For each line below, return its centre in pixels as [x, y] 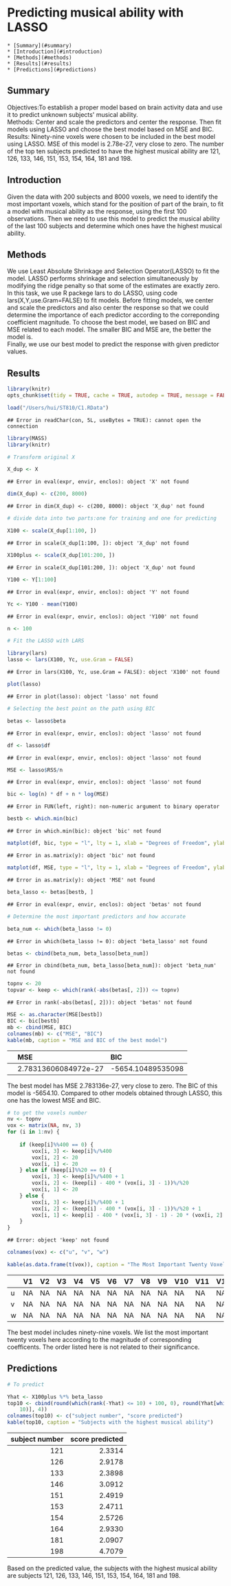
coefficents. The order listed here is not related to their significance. [103, 1347]
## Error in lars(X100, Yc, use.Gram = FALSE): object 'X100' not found [113, 672]
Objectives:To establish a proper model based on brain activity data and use [115, 107]
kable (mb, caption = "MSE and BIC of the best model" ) [87, 1040]
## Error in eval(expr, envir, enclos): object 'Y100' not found [102, 617]
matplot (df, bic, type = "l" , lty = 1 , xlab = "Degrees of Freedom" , [109, 844]
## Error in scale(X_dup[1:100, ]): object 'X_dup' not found [98, 543]
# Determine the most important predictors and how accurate [97, 916]
